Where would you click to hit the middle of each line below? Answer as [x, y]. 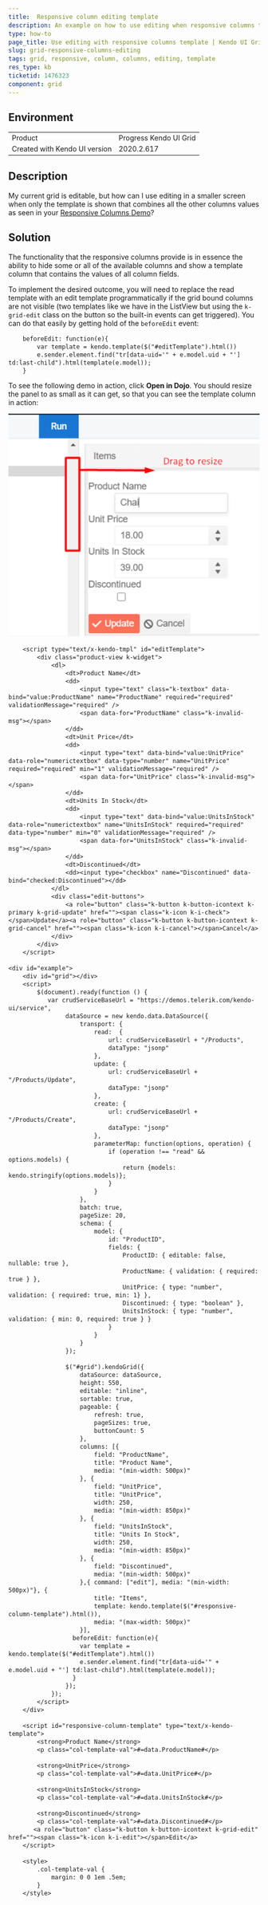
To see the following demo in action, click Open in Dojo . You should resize [130, 385]
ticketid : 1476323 [39, 76]
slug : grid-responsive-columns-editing [75, 51]
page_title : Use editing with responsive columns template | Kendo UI [128, 42]
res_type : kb [30, 68]
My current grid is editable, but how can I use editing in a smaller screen [127, 195]
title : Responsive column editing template [83, 17]
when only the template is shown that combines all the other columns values [134, 204]
